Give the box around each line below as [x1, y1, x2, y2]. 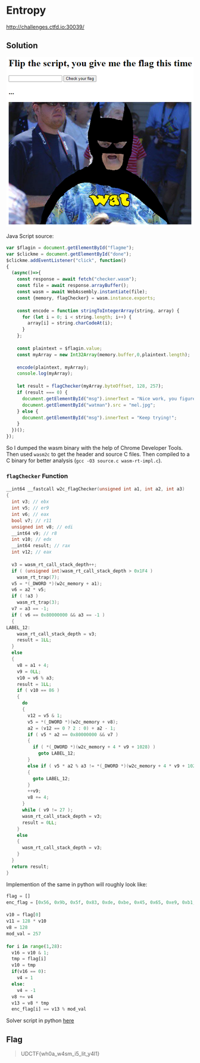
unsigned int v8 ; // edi [11, 524, 73, 530]
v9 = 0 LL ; [17, 669, 42, 675]
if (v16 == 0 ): [11, 969, 46, 975]
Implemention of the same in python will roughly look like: [6, 880, 148, 888]
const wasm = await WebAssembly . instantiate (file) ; [17, 289, 148, 295]
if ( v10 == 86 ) [17, 687, 60, 694]
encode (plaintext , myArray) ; [17, 364, 89, 370]
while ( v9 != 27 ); [21, 807, 73, 813]
